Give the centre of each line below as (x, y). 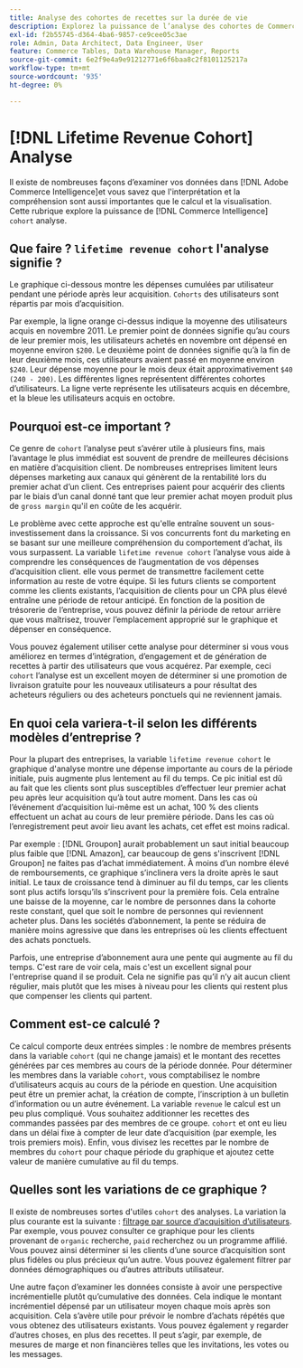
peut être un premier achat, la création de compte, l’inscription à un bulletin (149, 1094)
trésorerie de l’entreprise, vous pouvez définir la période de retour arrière (145, 610)
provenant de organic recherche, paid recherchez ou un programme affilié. (148, 1241)
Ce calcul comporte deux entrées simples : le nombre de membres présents (150, 1046)
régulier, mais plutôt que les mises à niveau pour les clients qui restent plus (149, 986)
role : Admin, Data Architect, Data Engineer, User (106, 43)
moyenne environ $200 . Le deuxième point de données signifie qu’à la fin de (150, 350)
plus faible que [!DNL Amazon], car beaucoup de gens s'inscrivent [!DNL (145, 854)
